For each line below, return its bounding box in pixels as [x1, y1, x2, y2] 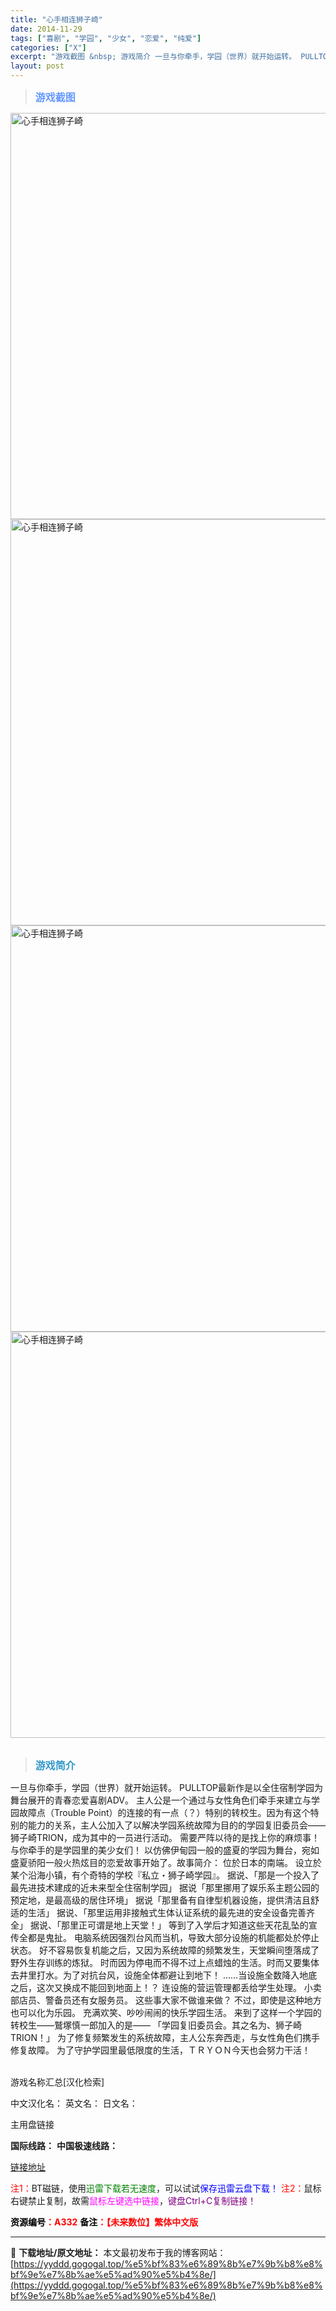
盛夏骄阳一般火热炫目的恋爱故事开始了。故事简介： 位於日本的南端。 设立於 [10, 1857, 322, 1868]
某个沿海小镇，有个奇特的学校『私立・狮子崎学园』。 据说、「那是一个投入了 [10, 1869, 320, 1881]
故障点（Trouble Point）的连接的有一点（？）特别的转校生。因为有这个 [18, 1807, 311, 1818]
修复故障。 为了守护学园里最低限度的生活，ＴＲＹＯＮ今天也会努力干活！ [10, 2044, 311, 2056]
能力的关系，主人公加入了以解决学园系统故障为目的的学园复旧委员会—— [27, 1819, 326, 1831]
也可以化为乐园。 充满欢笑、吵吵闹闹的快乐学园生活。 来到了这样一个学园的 [10, 2007, 322, 2018]
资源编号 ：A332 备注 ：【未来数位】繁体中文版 [10, 2216, 199, 2228]
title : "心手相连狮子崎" [10, 14, 103, 25]
